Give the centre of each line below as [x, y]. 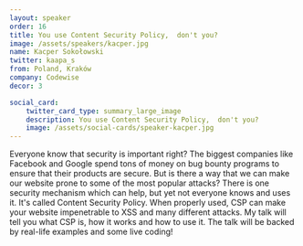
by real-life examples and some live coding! [91, 232]
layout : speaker [40, 18]
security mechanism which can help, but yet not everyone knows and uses [150, 193]
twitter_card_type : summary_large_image [104, 111]
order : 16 [28, 27]
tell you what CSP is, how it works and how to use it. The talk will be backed [152, 222]
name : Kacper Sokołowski [57, 52]
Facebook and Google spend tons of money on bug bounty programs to [145, 164]
